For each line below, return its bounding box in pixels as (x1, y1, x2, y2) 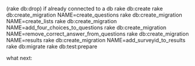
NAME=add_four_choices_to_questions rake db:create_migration (6, 24, 167, 31)
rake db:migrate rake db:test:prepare (6, 43, 97, 50)
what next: (6, 55, 32, 61)
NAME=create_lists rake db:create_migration (6, 18, 117, 24)
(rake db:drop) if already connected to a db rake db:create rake (6, 5, 163, 12)
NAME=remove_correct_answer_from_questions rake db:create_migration (6, 30, 189, 37)
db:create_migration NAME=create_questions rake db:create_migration (6, 11, 182, 18)
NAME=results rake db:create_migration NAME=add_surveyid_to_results (6, 37, 185, 43)
